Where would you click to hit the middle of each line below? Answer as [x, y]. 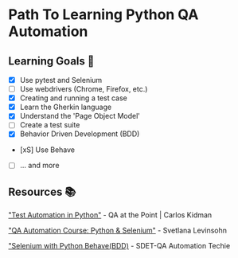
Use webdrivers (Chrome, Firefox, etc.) [84, 89]
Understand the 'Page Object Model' [80, 116]
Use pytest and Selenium [61, 80]
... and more [39, 166]
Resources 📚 [42, 192]
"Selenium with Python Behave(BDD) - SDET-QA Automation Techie [119, 246]
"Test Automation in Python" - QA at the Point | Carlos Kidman [110, 215]
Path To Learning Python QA [103, 15]
